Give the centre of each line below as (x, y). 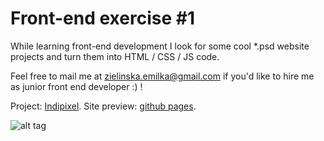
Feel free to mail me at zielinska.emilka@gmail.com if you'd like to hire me (162, 76)
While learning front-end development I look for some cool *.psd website (160, 46)
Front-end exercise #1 (102, 18)
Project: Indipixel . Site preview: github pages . (103, 106)
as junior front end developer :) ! (76, 86)
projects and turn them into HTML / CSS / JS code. (115, 56)
